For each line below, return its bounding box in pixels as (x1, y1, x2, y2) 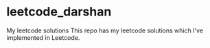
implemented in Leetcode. (6, 33, 80, 41)
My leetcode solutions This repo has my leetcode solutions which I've (6, 26, 204, 34)
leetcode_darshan (6, 4, 112, 20)
